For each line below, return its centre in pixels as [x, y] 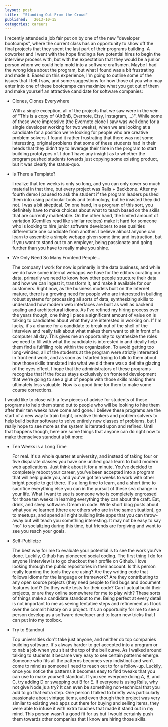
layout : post [19, 10]
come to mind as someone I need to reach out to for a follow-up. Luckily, [87, 666]
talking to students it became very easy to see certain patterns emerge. [86, 655]
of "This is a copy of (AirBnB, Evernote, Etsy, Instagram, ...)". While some [87, 116]
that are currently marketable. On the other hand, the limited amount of [85, 216]
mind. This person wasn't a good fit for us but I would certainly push [83, 714]
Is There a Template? [34, 174]
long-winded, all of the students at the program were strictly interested [85, 352]
